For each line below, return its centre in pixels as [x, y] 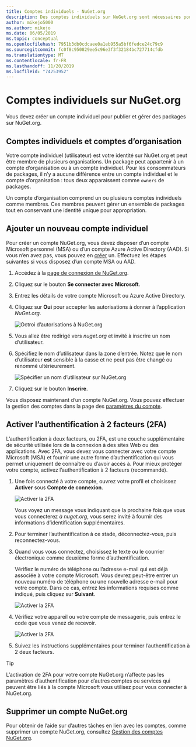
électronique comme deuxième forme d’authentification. [82, 558]
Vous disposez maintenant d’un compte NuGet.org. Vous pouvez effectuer [95, 400]
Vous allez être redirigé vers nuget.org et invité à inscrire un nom [92, 336]
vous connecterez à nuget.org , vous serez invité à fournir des [88, 516]
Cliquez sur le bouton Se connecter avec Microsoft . [77, 284]
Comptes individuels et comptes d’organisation [94, 141]
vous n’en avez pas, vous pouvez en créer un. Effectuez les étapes [86, 255]
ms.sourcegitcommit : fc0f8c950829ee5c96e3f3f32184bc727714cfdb [85, 50]
